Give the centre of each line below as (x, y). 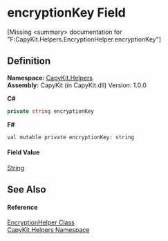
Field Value (24, 152)
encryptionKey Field (67, 13)
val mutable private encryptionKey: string (71, 137)
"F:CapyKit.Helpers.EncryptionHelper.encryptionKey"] (84, 39)
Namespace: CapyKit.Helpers (50, 78)
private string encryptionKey (51, 111)
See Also (27, 189)
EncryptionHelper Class (41, 222)
